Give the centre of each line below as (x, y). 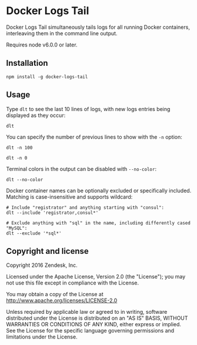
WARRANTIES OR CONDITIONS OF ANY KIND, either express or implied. (94, 324)
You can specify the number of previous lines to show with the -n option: (94, 137)
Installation (27, 63)
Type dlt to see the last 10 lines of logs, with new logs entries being (88, 109)
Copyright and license (48, 251)
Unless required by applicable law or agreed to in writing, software (87, 312)
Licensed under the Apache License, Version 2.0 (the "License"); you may (96, 277)
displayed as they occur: (36, 115)
